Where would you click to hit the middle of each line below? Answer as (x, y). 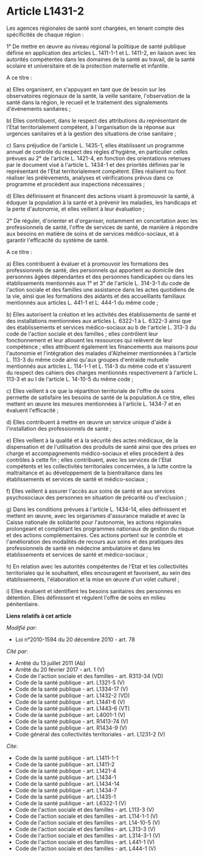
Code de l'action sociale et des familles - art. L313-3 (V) (85, 829)
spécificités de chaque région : (45, 34)
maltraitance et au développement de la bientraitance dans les (85, 473)
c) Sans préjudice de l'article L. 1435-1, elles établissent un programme (95, 145)
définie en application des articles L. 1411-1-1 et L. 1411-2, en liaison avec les (101, 52)
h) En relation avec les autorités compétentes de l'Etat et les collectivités (97, 566)
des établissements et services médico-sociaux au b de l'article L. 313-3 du (101, 327)
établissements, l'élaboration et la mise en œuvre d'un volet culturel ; (93, 579)
